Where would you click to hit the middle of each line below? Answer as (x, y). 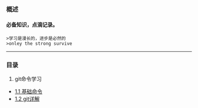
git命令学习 (28, 79)
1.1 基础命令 (28, 91)
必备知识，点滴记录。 (32, 24)
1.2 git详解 (27, 99)
